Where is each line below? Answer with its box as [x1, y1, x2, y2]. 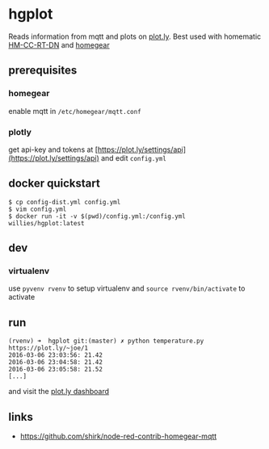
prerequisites [8, 64, 78, 78]
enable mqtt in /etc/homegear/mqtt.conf [8, 106, 141, 115]
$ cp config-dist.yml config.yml [8, 198, 121, 206]
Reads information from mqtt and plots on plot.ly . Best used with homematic [8, 31, 262, 41]
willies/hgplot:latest [8, 219, 85, 227]
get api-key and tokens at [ [8, 145, 99, 154]
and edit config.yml [100, 153, 167, 162]
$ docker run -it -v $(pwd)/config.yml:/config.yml [8, 212, 186, 220]
